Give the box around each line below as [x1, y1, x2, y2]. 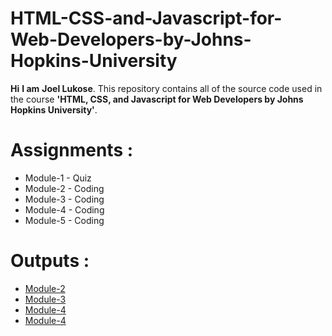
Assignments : [10, 139, 134, 162]
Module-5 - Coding [24, 214, 105, 226]
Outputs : [10, 250, 90, 272]
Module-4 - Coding [24, 203, 105, 216]
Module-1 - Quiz [24, 172, 92, 184]
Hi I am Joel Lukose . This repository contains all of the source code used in [10, 82, 323, 94]
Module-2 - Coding [24, 182, 105, 194]
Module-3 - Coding [24, 193, 105, 205]
